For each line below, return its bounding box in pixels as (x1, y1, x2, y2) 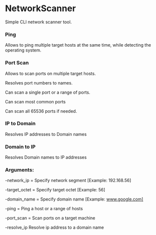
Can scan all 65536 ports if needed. (5, 108, 77, 114)
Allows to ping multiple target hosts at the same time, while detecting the (5, 42, 151, 48)
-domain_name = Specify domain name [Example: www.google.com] (5, 196, 144, 202)
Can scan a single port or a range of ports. (5, 89, 91, 95)
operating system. (5, 47, 41, 53)
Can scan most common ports (5, 99, 66, 104)
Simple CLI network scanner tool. (5, 19, 72, 25)
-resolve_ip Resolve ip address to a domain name (5, 224, 104, 231)
